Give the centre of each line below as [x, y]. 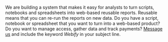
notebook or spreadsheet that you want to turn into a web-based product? [83, 23]
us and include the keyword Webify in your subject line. [63, 34]
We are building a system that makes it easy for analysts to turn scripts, [80, 7]
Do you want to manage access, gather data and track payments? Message [84, 29]
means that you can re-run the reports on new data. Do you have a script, [82, 18]
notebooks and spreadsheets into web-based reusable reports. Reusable [81, 13]
